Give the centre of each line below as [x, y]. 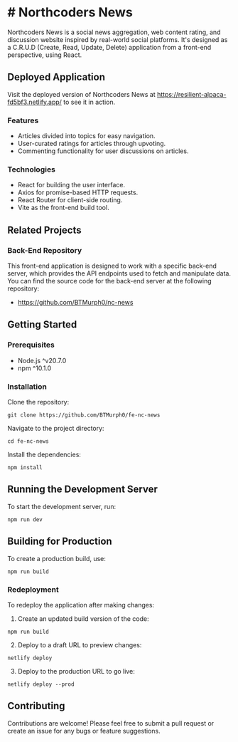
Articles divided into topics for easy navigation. [86, 136]
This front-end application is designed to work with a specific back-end [112, 266]
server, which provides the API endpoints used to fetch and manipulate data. [119, 273]
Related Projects [44, 230]
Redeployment [33, 590]
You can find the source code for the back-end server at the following [109, 281]
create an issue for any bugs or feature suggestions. [84, 731]
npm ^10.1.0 [34, 368]
